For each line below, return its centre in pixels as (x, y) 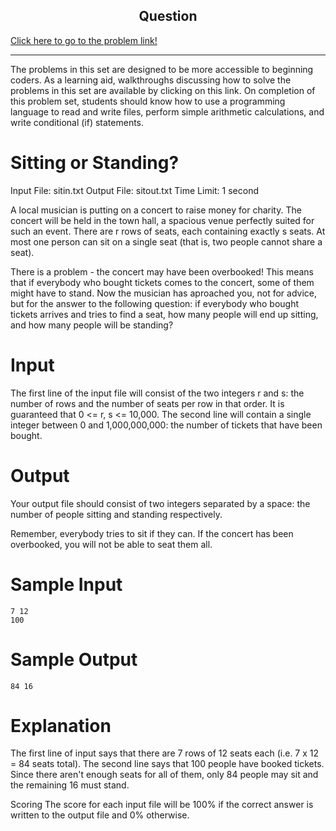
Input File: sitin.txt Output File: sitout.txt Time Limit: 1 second (135, 190)
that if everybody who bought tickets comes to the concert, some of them (162, 282)
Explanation (61, 725)
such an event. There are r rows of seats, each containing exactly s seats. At (168, 231)
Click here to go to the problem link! (84, 40)
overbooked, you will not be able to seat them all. (111, 544)
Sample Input (66, 584)
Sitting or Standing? (95, 163)
